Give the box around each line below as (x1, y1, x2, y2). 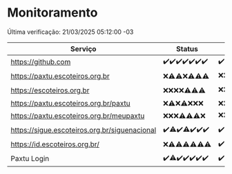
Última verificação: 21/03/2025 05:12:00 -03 (7, 28, 134, 36)
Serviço (70, 43, 97, 53)
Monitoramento (7, 5, 98, 21)
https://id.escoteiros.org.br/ (10, 139, 100, 149)
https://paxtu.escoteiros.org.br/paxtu (10, 98, 131, 108)
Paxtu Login (10, 154, 50, 164)
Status (175, 43, 199, 53)
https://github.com (10, 57, 71, 67)
